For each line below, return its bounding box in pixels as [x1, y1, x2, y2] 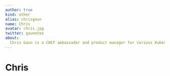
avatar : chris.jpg [5, 26, 44, 31]
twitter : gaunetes [5, 31, 44, 36]
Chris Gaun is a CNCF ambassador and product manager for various [10, 40, 153, 45]
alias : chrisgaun [5, 17, 42, 22]
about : [5, 36, 19, 41]
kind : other [5, 12, 30, 17]
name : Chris [5, 21, 30, 27]
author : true [5, 7, 33, 13]
